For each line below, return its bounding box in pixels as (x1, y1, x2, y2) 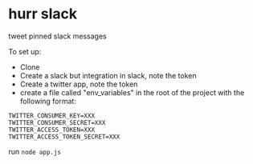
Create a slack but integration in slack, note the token (19, 70, 197, 80)
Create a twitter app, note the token (19, 79, 138, 89)
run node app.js (8, 146, 62, 156)
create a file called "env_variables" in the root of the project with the (19, 87, 245, 97)
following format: (19, 96, 76, 106)
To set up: (8, 46, 42, 56)
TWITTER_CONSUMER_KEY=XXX (8, 111, 95, 120)
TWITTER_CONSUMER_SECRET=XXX (8, 118, 106, 126)
